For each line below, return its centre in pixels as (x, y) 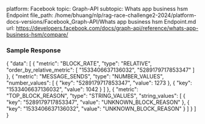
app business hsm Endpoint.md (156, 22)
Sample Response (34, 50)
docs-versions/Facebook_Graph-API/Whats (61, 22)
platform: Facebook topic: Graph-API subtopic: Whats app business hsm (97, 9)
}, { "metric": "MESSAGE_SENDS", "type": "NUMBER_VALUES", (85, 77)
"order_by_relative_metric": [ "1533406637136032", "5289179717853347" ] (101, 70)
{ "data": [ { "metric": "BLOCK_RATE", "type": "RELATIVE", (79, 64)
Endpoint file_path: (30, 15)
